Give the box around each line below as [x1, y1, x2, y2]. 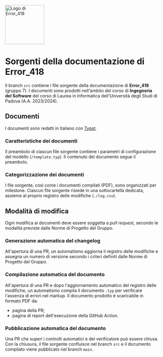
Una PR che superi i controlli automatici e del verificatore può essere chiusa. [5, 336, 159, 342]
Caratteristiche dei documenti [5, 137, 78, 144]
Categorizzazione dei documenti [5, 171, 84, 178]
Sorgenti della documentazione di [5, 56, 145, 67]
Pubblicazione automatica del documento [5, 325, 106, 332]
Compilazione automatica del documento [5, 271, 105, 278]
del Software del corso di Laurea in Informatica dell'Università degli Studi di [5, 93, 158, 98]
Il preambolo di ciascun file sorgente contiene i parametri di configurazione [5, 149, 156, 155]
